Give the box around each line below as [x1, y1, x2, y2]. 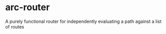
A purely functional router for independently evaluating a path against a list [5, 18, 162, 24]
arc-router [5, 2, 50, 13]
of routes [5, 23, 24, 29]
